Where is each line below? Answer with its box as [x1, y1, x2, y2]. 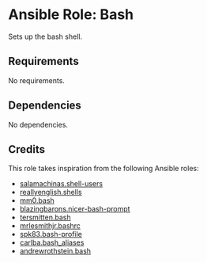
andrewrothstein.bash [19, 246, 92, 256]
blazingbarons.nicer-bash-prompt [19, 204, 130, 214]
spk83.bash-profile [19, 230, 83, 239]
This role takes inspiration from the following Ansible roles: [8, 164, 199, 173]
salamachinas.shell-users [19, 179, 103, 189]
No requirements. [8, 75, 66, 85]
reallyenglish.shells [19, 188, 82, 197]
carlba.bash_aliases [19, 238, 85, 247]
